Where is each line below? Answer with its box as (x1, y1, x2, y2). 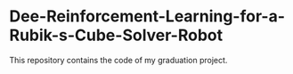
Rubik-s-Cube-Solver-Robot (9, 25, 224, 45)
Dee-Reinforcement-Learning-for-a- (9, 6, 285, 27)
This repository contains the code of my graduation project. (9, 54, 228, 65)
